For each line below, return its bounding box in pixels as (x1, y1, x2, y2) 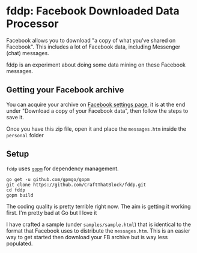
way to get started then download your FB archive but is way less (6, 233, 168, 240)
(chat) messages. (6, 49, 49, 56)
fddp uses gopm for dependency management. (6, 165, 119, 172)
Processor (6, 17, 59, 31)
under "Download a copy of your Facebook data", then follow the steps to (6, 107, 189, 115)
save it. (6, 113, 24, 121)
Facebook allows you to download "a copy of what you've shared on (6, 37, 176, 44)
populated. (6, 240, 33, 247)
